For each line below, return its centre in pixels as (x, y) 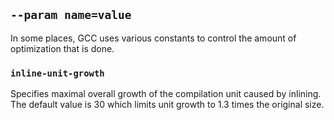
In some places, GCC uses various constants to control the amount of (153, 38)
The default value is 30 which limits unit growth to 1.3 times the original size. (167, 105)
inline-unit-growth (57, 73)
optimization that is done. (62, 48)
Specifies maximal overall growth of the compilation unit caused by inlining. (166, 94)
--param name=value (71, 15)
